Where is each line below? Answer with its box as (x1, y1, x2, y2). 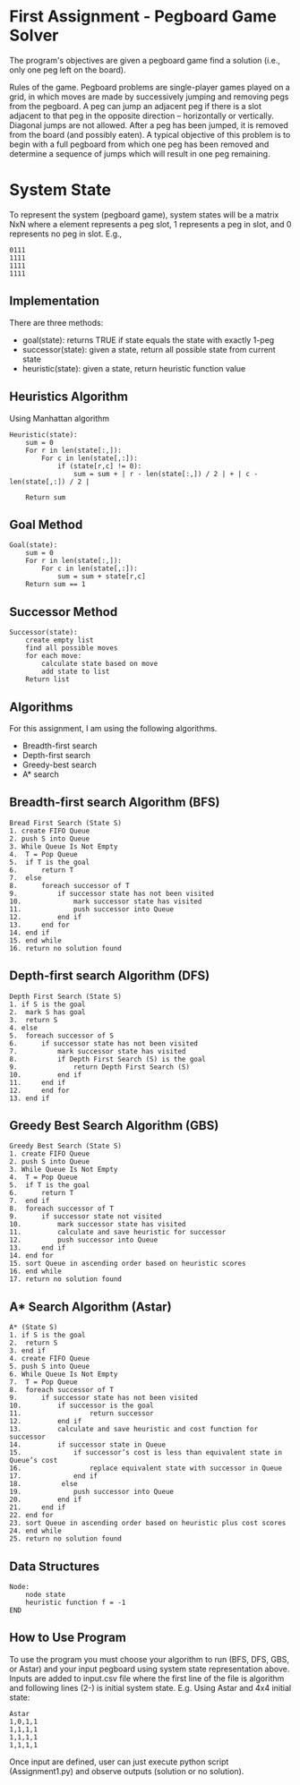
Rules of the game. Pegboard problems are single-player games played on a (9, 81, 291, 92)
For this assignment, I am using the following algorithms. (9, 722, 218, 733)
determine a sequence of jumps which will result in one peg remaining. (9, 148, 270, 158)
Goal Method (9, 517, 83, 532)
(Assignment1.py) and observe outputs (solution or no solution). (9, 1765, 244, 1776)
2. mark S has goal (9, 1007, 87, 1017)
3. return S (9, 1015, 58, 1024)
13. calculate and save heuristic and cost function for (9, 1425, 258, 1434)
